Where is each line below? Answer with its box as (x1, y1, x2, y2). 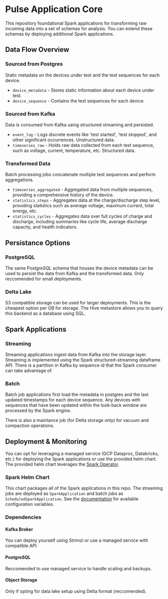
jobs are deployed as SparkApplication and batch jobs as (5, 490, 124, 496)
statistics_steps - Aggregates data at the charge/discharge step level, (12, 197, 160, 203)
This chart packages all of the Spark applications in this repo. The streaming (5, 485, 163, 491)
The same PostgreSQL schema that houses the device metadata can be (5, 265, 153, 271)
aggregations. (5, 177, 34, 183)
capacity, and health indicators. (12, 224, 78, 230)
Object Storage (5, 577, 38, 583)
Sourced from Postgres (5, 60, 63, 67)
